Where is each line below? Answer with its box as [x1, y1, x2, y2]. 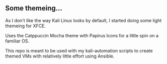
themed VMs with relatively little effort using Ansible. [5, 53, 115, 59]
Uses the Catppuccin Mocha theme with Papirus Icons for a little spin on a [5, 32, 159, 38]
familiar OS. [5, 38, 30, 44]
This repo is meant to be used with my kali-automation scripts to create [5, 47, 153, 53]
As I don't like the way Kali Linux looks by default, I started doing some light [5, 17, 162, 23]
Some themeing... [5, 4, 63, 13]
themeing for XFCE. [5, 23, 46, 29]
